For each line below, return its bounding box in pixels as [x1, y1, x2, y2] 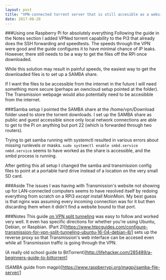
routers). [5, 128, 23, 134]
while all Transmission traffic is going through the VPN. [5, 240, 117, 246]
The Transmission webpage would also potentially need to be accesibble [5, 91, 154, 97]
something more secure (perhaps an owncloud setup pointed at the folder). [5, 86, 159, 92]
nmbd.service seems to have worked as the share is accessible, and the [5, 147, 151, 154]
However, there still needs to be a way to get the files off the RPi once [5, 51, 147, 57]
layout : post [5, 7, 32, 12]
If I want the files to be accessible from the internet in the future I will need [5, 81, 157, 87]
